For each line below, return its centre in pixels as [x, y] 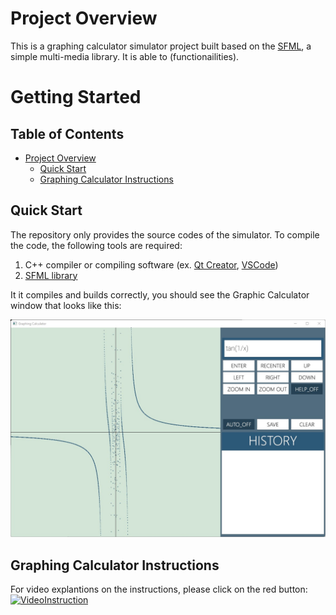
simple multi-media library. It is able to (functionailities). [125, 56]
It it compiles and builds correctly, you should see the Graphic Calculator [160, 294]
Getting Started [76, 97]
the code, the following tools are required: [96, 245]
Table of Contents [67, 133]
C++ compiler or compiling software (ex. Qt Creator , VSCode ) [151, 264]
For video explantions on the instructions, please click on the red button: [159, 589]
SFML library [51, 275]
